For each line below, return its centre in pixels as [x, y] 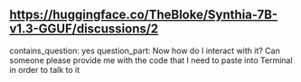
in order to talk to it [45, 69]
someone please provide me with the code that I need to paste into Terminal [151, 60]
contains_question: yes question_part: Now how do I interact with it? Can [145, 50]
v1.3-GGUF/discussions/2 [84, 29]
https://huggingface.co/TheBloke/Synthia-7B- [144, 15]
